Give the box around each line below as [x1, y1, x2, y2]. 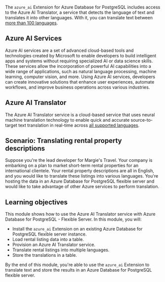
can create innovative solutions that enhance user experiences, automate [5, 79, 155, 85]
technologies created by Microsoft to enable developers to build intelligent [5, 52, 157, 58]
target [5, 122, 17, 128]
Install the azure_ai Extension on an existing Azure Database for [12, 226, 143, 232]
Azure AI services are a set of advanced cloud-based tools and [5, 47, 134, 53]
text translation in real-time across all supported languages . [18, 122, 140, 128]
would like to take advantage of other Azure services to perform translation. [5, 184, 160, 189]
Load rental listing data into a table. [12, 236, 84, 242]
